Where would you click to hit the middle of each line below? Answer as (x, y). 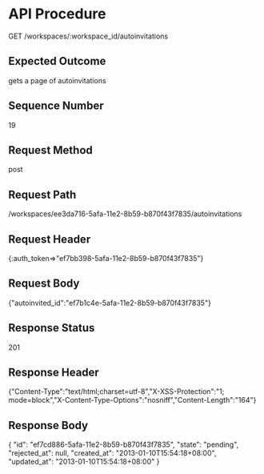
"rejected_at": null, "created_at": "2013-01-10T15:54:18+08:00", (112, 453)
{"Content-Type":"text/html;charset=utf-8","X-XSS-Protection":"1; (116, 392)
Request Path (42, 194)
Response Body (48, 425)
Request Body (44, 284)
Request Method (51, 150)
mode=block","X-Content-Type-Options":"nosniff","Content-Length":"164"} (132, 400)
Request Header (50, 239)
